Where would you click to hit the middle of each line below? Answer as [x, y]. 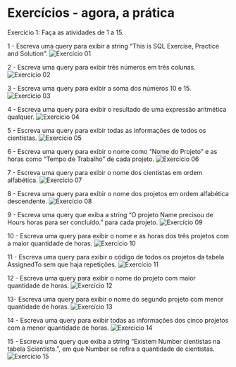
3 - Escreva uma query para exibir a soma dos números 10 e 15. [99, 88]
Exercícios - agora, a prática [91, 13]
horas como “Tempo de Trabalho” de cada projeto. [81, 159]
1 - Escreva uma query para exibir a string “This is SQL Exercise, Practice [113, 46]
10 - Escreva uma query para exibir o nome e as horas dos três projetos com [118, 236]
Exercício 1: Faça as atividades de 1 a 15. [66, 32]
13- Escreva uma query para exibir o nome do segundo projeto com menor [116, 299]
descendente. [27, 201]
